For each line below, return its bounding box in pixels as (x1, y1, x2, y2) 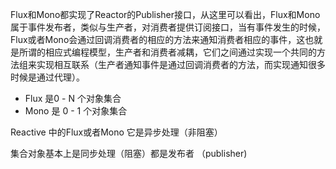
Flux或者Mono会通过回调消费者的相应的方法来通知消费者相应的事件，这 (10, 34, 306, 45)
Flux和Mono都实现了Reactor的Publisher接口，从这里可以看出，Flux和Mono (10, 9, 321, 20)
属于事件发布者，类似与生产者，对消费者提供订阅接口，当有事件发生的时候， (10, 21, 326, 33)
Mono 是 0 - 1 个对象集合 (24, 105, 128, 117)
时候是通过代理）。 (10, 71, 85, 83)
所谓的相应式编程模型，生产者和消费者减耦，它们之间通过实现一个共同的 (18, 46, 317, 58)
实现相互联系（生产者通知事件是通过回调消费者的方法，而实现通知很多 (36, 59, 326, 70)
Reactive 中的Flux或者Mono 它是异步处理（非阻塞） (10, 126, 223, 138)
